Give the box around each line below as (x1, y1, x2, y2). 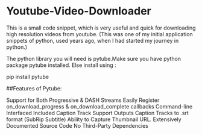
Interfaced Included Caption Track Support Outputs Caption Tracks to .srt (6, 109, 189, 116)
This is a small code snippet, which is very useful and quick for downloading (6, 24, 196, 31)
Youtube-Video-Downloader (6, 4, 152, 18)
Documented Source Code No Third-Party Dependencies (6, 122, 149, 129)
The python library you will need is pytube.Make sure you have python (6, 55, 181, 62)
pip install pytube (6, 73, 49, 80)
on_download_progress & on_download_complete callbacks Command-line (6, 102, 193, 110)
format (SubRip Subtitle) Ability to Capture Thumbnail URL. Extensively (6, 116, 182, 123)
